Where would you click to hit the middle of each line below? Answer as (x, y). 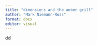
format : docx (19, 19)
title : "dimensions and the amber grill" (49, 10)
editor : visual (21, 24)
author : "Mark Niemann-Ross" (36, 14)
